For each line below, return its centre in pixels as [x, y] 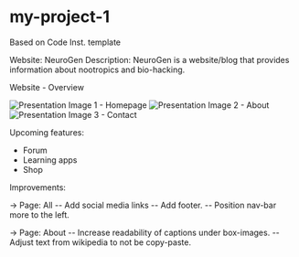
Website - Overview [47, 87]
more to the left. [40, 214]
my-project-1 [60, 17]
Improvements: [38, 187]
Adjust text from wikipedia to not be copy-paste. [101, 242]
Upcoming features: [47, 132]
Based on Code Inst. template [65, 42]
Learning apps [50, 160]
